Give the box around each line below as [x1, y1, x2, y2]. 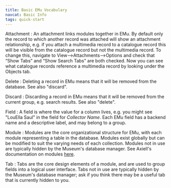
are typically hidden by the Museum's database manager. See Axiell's [5, 146, 152, 152]
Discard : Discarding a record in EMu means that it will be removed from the [5, 93, 164, 100]
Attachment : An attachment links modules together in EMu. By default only [5, 31, 163, 37]
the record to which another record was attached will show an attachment [5, 36, 161, 42]
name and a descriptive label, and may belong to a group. [5, 120, 127, 126]
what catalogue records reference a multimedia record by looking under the [5, 63, 165, 69]
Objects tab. [5, 69, 31, 75]
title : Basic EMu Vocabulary [5, 7, 67, 13]
